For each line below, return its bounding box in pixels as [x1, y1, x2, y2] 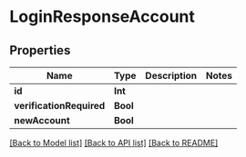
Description [145, 70, 198, 82]
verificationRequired [14, 100, 106, 112]
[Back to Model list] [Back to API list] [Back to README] [9, 138, 219, 148]
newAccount [14, 114, 70, 126]
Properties [9, 43, 71, 58]
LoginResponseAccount [9, 6, 196, 27]
